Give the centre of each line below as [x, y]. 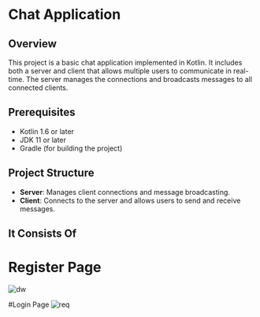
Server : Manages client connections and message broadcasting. [125, 192]
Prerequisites [42, 112]
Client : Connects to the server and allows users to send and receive [130, 200]
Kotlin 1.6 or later [47, 131]
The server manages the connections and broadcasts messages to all [139, 79]
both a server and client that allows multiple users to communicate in [120, 71]
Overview [33, 44]
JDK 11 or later [43, 140]
